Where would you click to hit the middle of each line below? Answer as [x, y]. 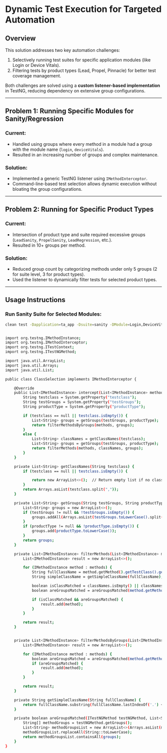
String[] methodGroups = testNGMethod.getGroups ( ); [78, 723]
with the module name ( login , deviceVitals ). [58, 149]
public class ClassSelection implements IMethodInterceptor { [71, 379]
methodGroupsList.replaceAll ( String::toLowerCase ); [78, 733]
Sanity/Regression [34, 119]
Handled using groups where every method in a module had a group [82, 144]
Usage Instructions [35, 300]
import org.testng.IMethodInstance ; [43, 338]
